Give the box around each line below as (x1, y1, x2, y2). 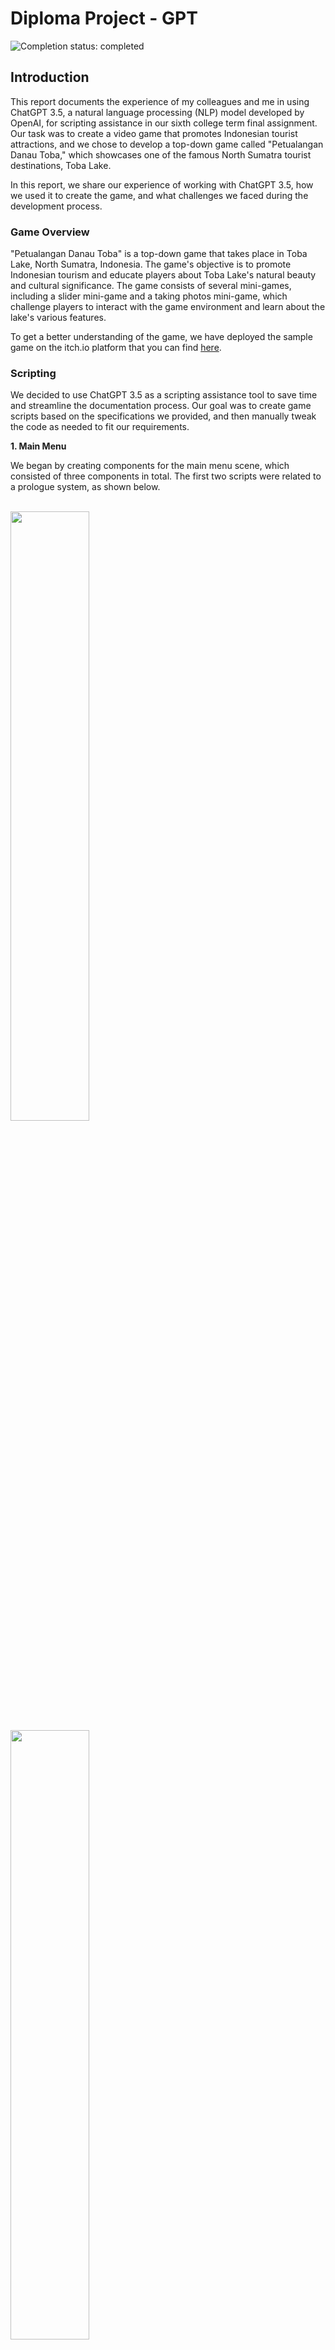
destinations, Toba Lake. (10, 159, 112, 171)
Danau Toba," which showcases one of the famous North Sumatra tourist (10, 148, 312, 161)
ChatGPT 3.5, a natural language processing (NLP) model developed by (10, 106, 305, 118)
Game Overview (10, 225, 90, 239)
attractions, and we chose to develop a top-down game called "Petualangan (10, 138, 324, 150)
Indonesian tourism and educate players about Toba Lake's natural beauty (10, 269, 317, 281)
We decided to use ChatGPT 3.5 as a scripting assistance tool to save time (10, 389, 318, 401)
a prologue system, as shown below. (10, 481, 161, 493)
